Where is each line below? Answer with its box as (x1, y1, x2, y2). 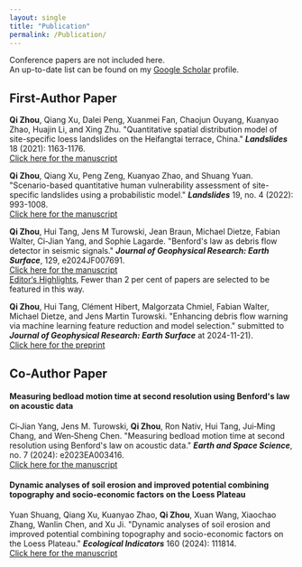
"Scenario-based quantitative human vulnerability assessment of (9, 180, 251, 191)
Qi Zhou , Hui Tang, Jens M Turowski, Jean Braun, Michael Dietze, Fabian (9, 227, 281, 237)
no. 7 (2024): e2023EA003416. (9, 449, 124, 460)
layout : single (9, 13, 67, 23)
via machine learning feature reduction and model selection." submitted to (9, 321, 285, 331)
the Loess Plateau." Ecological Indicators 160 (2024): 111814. (9, 538, 237, 549)
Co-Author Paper (9, 366, 108, 381)
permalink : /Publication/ (9, 30, 106, 39)
